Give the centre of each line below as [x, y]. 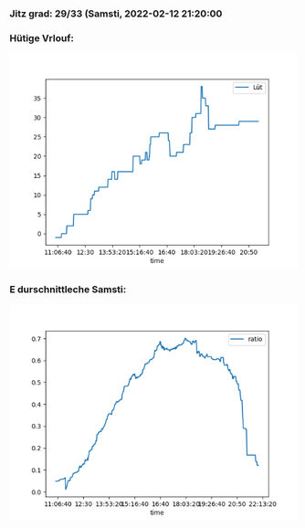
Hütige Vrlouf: [42, 37]
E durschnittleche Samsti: [68, 290]
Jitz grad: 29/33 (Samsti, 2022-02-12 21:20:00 [116, 14]
